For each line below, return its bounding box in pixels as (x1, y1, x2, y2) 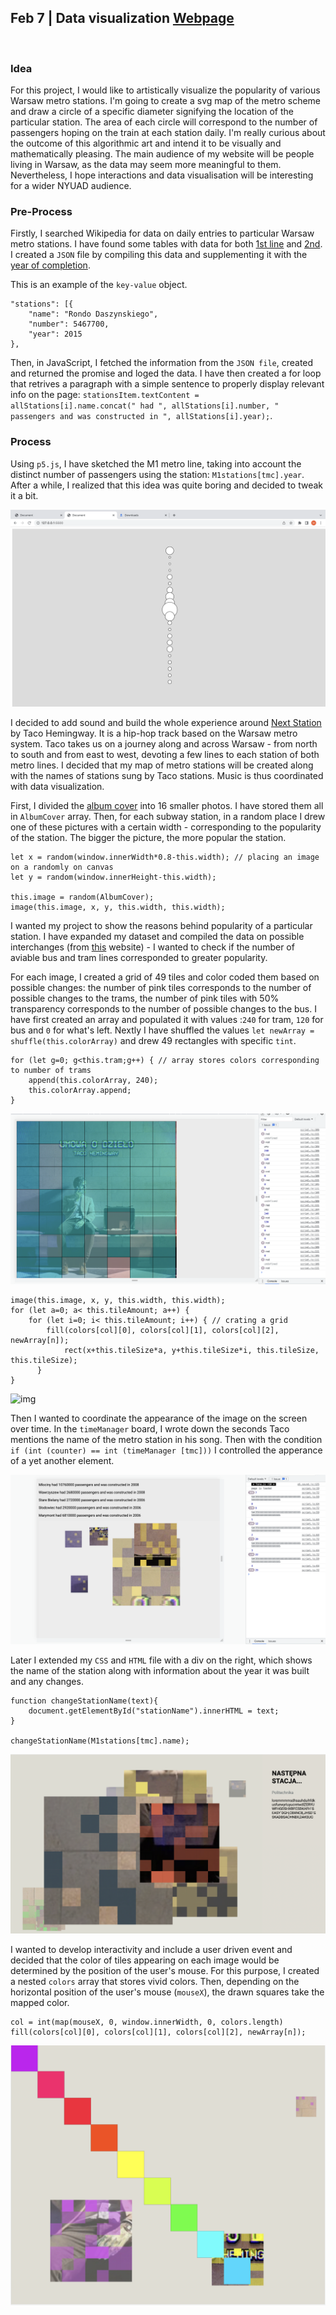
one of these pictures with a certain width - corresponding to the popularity (10, 821, 322, 833)
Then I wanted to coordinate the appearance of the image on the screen (10, 1412, 308, 1424)
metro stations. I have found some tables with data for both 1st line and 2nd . (10, 238, 323, 250)
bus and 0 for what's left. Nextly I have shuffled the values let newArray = (10, 1024, 315, 1036)
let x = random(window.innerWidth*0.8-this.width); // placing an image (10, 852, 320, 862)
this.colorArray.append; (28, 1085, 132, 1095)
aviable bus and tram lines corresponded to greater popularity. (10, 951, 268, 963)
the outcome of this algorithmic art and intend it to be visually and (10, 137, 282, 150)
